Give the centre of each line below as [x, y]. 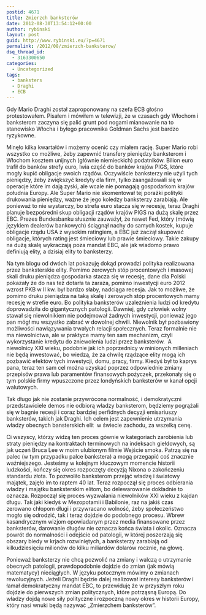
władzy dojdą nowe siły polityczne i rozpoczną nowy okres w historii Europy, [103, 598]
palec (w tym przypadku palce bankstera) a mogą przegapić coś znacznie [100, 456]
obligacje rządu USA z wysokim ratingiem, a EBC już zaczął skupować [95, 232]
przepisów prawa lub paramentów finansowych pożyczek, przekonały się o [101, 374]
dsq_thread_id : [26, 52]
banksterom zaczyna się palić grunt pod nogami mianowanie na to [90, 122]
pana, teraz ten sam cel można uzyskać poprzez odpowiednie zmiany [94, 367]
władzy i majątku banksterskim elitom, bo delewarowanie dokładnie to [95, 489]
